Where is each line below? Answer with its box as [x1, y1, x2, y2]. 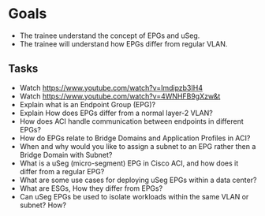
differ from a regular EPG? [19, 166, 105, 176]
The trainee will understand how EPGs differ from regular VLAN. [19, 39, 228, 48]
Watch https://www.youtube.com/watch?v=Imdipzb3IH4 [19, 83, 203, 92]
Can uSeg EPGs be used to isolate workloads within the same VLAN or [19, 192, 249, 201]
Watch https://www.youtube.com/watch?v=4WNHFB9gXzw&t [19, 91, 221, 101]
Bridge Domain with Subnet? [19, 150, 113, 159]
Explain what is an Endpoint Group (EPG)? [19, 99, 156, 109]
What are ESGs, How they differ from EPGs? [19, 183, 163, 193]
